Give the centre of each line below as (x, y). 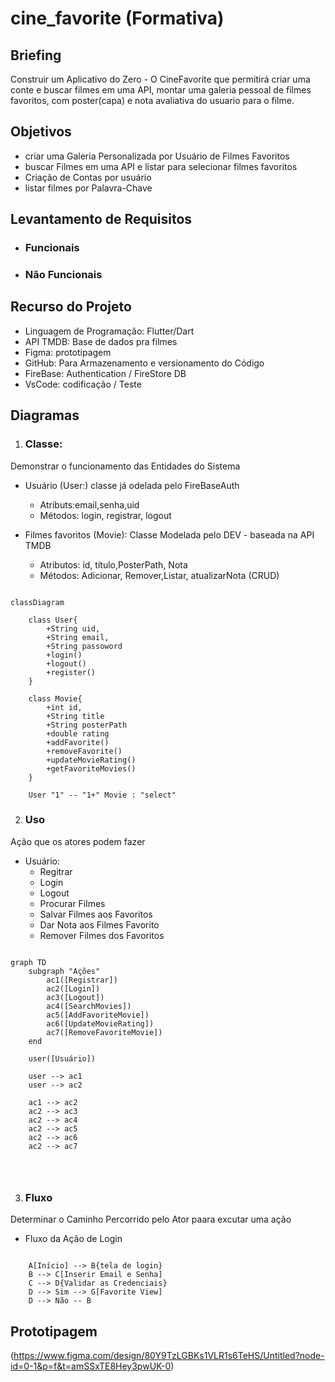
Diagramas (45, 415)
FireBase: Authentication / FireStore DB (105, 373)
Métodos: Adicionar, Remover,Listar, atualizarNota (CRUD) (159, 575)
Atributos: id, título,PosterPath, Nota (113, 564)
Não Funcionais (63, 275)
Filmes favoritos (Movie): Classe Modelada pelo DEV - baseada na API (169, 534)
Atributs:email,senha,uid (89, 504)
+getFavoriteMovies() (91, 768)
